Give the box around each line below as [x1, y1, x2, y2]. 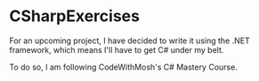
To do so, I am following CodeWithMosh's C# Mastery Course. [9, 62, 238, 72]
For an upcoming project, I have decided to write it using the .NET [9, 35, 251, 46]
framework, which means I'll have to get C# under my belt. [9, 44, 224, 55]
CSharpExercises [9, 6, 141, 26]
